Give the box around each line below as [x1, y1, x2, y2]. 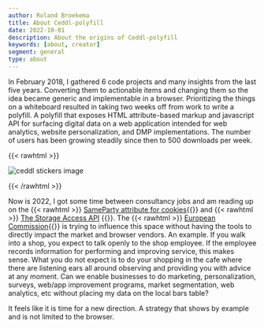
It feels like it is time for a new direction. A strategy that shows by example [8, 304, 250, 313]
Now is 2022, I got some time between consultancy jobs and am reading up [8, 196, 254, 205]
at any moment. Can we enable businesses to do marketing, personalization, [8, 271, 256, 281]
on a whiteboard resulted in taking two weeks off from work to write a [8, 101, 235, 111]
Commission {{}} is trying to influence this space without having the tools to [8, 221, 252, 230]
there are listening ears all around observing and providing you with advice [8, 263, 251, 272]
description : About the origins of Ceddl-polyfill [8, 33, 178, 42]
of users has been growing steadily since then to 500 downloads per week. [8, 135, 253, 145]
